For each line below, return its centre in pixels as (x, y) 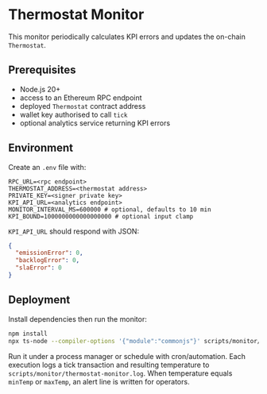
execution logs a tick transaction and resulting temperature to (109, 365)
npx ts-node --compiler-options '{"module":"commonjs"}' (104, 341)
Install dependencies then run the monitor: (77, 319)
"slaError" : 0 (39, 268)
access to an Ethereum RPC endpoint (81, 98)
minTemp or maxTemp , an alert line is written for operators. (99, 381)
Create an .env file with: (47, 167)
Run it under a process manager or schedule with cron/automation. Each (127, 356)
